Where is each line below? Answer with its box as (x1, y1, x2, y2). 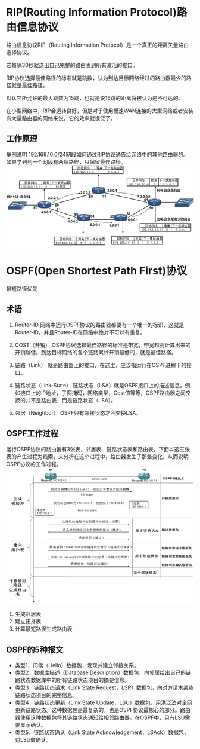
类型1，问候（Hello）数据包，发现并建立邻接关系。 (14, 662, 140, 669)
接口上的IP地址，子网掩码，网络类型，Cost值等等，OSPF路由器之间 (20, 389, 186, 396)
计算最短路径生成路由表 (14, 625, 73, 632)
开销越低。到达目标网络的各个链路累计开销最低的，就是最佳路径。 (14, 348, 177, 356)
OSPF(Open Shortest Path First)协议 (6, 264, 187, 278)
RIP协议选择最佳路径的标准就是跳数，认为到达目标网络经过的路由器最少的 (6, 74, 186, 81)
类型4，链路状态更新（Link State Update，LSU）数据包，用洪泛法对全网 (14, 699, 192, 706)
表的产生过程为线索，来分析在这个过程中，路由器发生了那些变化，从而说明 (6, 453, 189, 460)
